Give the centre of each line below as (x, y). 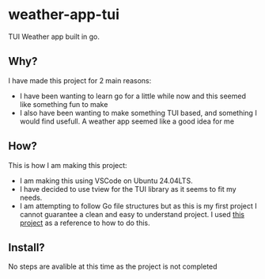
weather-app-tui (64, 15)
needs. (31, 197)
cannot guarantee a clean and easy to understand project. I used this (132, 214)
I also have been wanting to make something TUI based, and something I (138, 113)
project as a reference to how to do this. (85, 223)
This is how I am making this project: (68, 165)
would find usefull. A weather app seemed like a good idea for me (127, 121)
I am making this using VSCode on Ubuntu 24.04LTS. (106, 181)
